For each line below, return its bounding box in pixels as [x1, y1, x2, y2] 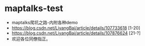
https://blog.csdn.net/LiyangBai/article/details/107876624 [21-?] [11, 30, 141, 36]
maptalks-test [4, 3, 63, 14]
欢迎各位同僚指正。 [11, 36, 51, 42]
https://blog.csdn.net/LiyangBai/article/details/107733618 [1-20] [11, 25, 140, 31]
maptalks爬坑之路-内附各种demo [11, 19, 78, 25]
